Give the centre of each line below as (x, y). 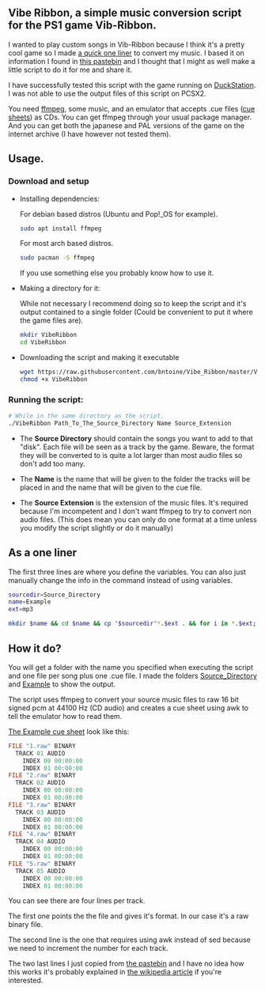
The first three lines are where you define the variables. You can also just (127, 572)
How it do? (35, 648)
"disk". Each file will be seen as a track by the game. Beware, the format (137, 447)
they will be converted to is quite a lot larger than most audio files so (131, 455)
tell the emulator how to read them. (65, 716)
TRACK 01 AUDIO (40, 753)
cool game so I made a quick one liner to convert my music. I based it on (127, 53)
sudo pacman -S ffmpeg (57, 258)
